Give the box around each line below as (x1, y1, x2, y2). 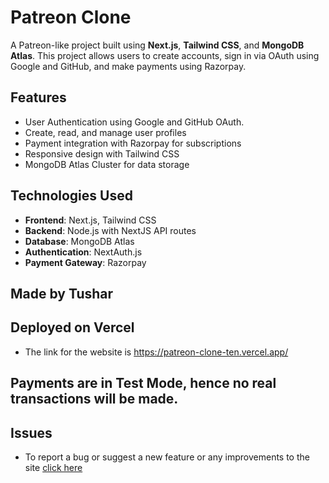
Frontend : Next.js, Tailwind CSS (24, 214, 157, 226)
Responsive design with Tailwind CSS (24, 147, 180, 160)
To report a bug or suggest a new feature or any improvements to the (24, 451, 310, 463)
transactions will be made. (10, 391, 179, 408)
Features (10, 89, 67, 106)
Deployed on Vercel (10, 319, 135, 336)
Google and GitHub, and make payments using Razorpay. (10, 60, 247, 72)
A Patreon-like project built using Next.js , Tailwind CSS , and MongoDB (10, 39, 305, 51)
